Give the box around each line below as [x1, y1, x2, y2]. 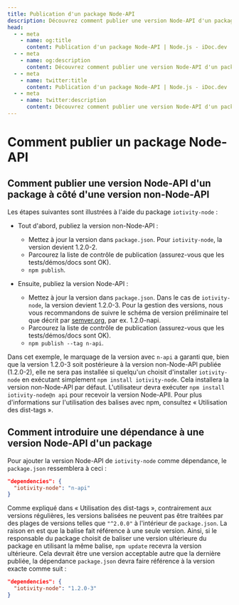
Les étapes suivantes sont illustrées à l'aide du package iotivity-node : [7, 208, 218, 216]
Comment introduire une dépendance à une [7, 426, 205, 439]
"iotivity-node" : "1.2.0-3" [14, 585, 97, 592]
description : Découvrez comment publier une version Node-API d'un [7, 17, 212, 24]
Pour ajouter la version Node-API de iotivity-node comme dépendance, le [7, 456, 227, 464]
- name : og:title [20, 37, 72, 44]
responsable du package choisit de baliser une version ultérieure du [7, 534, 207, 543]
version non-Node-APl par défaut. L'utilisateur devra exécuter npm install [7, 382, 225, 391]
